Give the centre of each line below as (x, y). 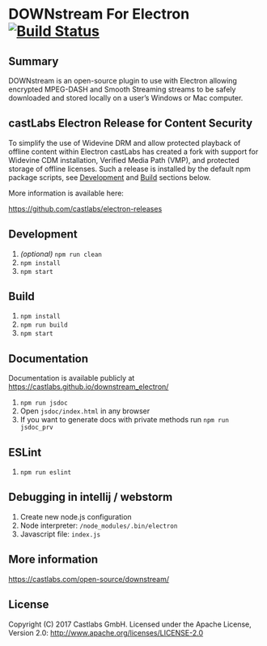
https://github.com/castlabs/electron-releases (85, 208)
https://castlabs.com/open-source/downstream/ (89, 579)
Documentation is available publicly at (72, 379)
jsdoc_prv (37, 428)
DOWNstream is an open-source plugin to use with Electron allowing (123, 81)
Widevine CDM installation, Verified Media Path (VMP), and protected (124, 160)
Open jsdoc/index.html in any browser (85, 411)
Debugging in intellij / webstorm (91, 497)
